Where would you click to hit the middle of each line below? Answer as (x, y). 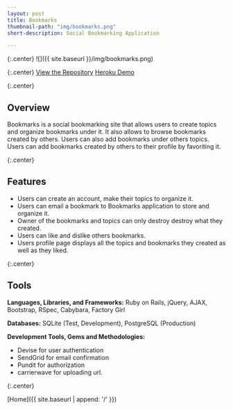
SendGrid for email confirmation (63, 357)
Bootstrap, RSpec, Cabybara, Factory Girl (66, 309)
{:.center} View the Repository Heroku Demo (71, 72)
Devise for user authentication (60, 350)
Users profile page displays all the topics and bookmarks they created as (121, 243)
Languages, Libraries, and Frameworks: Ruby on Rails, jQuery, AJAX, (107, 302)
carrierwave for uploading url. (60, 372)
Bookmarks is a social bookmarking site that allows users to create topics (112, 124)
